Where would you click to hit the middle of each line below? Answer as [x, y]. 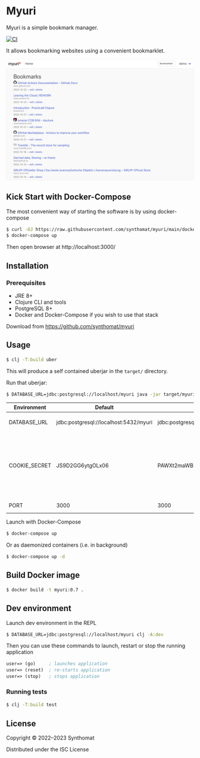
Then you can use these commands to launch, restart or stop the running [96, 646]
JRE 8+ [24, 296]
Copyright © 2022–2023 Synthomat [50, 738]
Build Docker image [43, 575]
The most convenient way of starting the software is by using [81, 211]
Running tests [27, 692]
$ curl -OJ [20, 229]
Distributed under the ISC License [48, 750]
